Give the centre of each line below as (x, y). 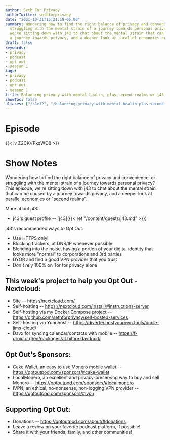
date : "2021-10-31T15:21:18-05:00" (43, 19)
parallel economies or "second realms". (46, 199)
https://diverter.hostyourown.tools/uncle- (116, 322)
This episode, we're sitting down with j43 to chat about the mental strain (80, 188)
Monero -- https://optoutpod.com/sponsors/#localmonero (73, 383)
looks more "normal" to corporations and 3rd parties (67, 254)
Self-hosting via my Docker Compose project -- (62, 312)
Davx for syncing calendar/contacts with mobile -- (65, 333)
